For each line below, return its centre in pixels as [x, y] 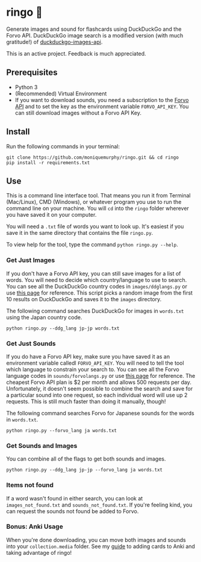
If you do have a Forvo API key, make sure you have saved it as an [88, 356]
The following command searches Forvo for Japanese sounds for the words [100, 413]
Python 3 [26, 87]
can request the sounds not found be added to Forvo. [73, 511]
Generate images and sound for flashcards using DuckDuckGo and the [94, 29]
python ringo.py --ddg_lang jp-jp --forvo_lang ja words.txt [85, 470]
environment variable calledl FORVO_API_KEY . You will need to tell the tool [95, 363]
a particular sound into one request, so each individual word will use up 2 [97, 395]
